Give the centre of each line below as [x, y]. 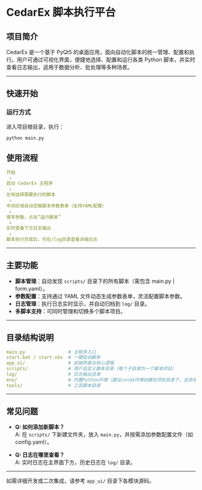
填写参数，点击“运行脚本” [34, 217]
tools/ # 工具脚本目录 [54, 385]
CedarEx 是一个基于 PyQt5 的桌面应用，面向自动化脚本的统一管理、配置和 [98, 52]
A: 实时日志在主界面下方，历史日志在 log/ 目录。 [75, 462]
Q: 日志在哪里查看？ [40, 455]
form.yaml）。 [32, 288]
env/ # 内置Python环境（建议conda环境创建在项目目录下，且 [97, 380]
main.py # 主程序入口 [51, 352]
